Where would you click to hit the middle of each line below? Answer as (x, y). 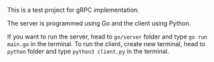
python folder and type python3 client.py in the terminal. (88, 51)
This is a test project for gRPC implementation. (73, 10)
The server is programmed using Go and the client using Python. (99, 23)
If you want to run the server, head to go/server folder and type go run (107, 37)
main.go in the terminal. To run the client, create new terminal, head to (106, 44)
